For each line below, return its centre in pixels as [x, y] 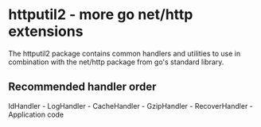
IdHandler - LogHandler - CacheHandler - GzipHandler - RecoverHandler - [130, 106]
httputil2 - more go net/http [101, 15]
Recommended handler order [82, 87]
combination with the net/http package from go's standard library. [116, 62]
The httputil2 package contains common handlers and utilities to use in [125, 53]
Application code [36, 114]
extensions [46, 31]
